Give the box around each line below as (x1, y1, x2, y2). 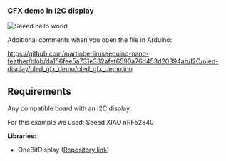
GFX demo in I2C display (7, 6, 94, 16)
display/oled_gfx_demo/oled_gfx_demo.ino (7, 65, 133, 73)
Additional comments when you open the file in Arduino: (7, 36, 173, 44)
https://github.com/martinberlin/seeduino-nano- (7, 49, 150, 58)
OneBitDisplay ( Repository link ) (17, 145, 110, 155)
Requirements (7, 85, 71, 98)
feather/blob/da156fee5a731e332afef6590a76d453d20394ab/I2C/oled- (7, 57, 219, 66)
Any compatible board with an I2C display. (7, 104, 132, 113)
